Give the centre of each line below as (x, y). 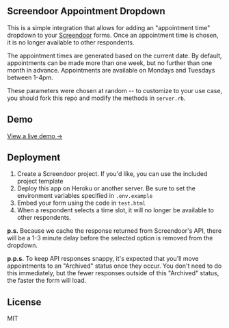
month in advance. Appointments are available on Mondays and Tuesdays (111, 70)
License (24, 302)
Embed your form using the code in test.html (81, 203)
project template (40, 181)
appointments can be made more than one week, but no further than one (110, 63)
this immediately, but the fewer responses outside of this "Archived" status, (113, 273)
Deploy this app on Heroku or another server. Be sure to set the (106, 188)
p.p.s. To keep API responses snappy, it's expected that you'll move (103, 259)
